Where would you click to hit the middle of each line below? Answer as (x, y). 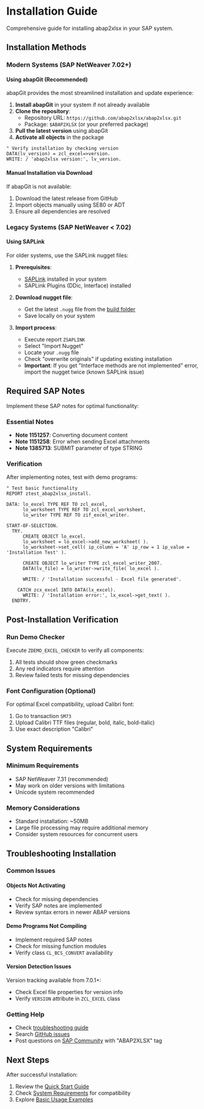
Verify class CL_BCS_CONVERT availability (64, 952)
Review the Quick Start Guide (52, 1086)
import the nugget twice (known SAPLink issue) (84, 372)
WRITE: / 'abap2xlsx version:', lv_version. (64, 159)
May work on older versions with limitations (70, 785)
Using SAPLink (25, 242)
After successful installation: (42, 1075)
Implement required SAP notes (54, 940)
